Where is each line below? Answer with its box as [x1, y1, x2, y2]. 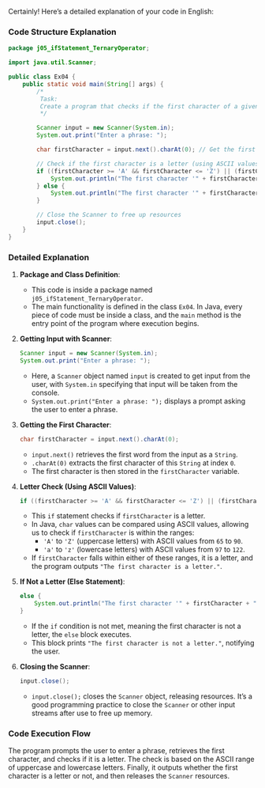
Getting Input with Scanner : [19, 334, 113, 343]
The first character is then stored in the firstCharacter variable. [31, 466, 240, 475]
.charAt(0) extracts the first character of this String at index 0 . [31, 458, 237, 468]
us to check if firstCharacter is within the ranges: [31, 528, 195, 537]
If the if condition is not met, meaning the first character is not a [31, 621, 242, 631]
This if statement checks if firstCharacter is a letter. [31, 511, 206, 521]
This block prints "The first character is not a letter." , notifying [31, 638, 255, 648]
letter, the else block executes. [31, 630, 132, 639]
